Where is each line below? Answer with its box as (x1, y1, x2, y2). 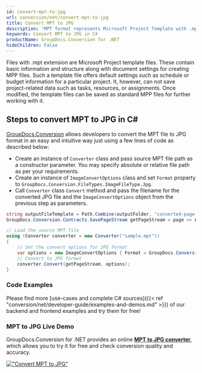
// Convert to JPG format (17, 255, 82, 261)
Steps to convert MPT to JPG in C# (6, 115, 138, 125)
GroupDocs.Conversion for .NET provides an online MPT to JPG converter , (6, 336, 192, 343)
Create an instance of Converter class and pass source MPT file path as (14, 154, 193, 162)
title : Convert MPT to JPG (6, 20, 74, 26)
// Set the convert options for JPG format (17, 244, 128, 250)
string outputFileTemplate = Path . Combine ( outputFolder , (6, 211, 152, 217)
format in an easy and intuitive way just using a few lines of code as (6, 136, 174, 144)
